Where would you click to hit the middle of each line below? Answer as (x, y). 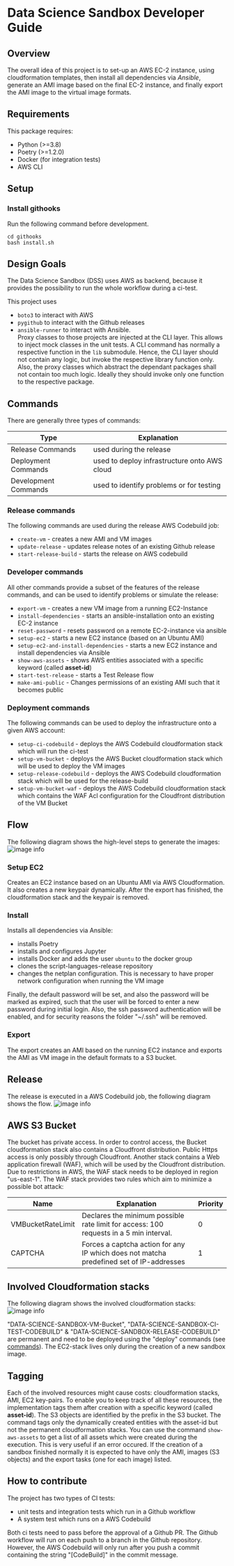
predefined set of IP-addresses (134, 1262)
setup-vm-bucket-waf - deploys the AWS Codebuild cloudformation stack (122, 789)
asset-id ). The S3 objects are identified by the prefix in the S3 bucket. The (114, 1415)
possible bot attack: (36, 1187)
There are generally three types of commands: (74, 420)
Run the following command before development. (78, 224)
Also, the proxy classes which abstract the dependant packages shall (117, 367)
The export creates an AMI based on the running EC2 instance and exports (115, 1050)
